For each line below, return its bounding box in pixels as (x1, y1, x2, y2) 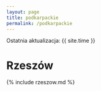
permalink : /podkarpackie (6, 20, 72, 26)
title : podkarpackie (6, 15, 59, 21)
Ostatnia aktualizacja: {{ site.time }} (6, 37, 96, 45)
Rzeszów (6, 59, 54, 72)
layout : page (6, 9, 40, 15)
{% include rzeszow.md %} (6, 79, 75, 86)
